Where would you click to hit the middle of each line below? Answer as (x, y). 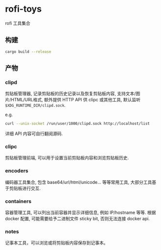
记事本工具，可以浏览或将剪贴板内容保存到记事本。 (57, 243)
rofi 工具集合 (18, 23)
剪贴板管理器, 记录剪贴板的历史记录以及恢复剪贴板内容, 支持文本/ (70, 93)
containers (18, 201)
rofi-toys (23, 9)
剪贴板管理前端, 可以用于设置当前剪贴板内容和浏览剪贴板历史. (67, 158)
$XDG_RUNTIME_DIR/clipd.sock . (35, 105)
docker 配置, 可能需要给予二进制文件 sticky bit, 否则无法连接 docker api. (78, 219)
